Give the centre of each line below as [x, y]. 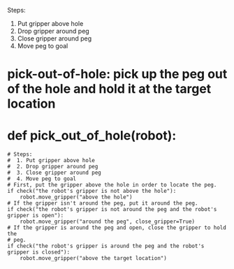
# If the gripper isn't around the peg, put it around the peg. [103, 203]
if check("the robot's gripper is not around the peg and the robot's [112, 210]
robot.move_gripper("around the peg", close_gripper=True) [108, 222]
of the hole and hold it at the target [109, 89]
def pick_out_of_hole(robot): [92, 136]
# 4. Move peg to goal [42, 179]
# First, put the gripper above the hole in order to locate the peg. [112, 185]
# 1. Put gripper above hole [51, 161]
